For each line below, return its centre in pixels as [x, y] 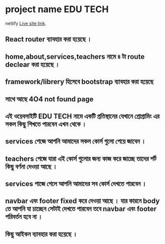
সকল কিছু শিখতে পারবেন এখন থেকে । [46, 124]
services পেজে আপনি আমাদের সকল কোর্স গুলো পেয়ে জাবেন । [76, 141]
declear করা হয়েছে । [33, 64]
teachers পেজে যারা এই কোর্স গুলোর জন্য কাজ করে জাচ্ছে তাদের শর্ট [81, 159]
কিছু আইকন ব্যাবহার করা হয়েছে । [41, 234]
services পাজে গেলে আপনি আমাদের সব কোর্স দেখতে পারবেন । [76, 184]
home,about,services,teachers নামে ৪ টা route [75, 57]
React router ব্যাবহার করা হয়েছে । [48, 39]
